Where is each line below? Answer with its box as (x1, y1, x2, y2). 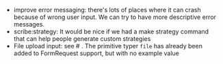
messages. (13, 20, 45, 28)
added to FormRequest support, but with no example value (13, 49, 180, 57)
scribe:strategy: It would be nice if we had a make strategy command (13, 27, 209, 35)
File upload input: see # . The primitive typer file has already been (13, 42, 203, 50)
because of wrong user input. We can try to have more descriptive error (13, 13, 217, 21)
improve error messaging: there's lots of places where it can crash (13, 6, 201, 14)
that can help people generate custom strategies (13, 35, 151, 43)
